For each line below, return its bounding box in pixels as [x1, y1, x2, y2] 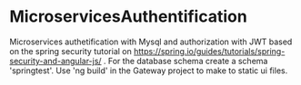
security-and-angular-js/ [9, 55, 102, 66]
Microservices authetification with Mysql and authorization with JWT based [9, 36, 293, 47]
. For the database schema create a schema [103, 55, 268, 66]
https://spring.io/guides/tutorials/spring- [133, 45, 286, 56]
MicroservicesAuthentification [9, 6, 247, 27]
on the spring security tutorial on [9, 45, 132, 56]
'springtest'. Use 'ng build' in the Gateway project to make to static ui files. [9, 65, 288, 76]
